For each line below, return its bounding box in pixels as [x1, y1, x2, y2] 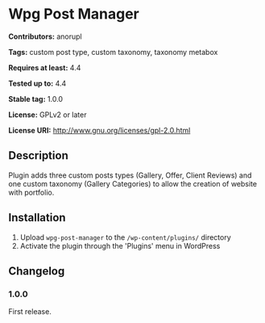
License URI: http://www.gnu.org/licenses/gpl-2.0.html [8, 125, 191, 135]
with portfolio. [8, 187, 55, 197]
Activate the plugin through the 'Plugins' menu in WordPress [19, 241, 221, 250]
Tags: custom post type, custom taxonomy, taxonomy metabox [8, 47, 218, 57]
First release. [8, 307, 52, 317]
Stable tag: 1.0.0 [8, 94, 63, 103]
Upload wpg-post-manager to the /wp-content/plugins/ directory [19, 232, 231, 242]
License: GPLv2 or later [8, 110, 87, 120]
